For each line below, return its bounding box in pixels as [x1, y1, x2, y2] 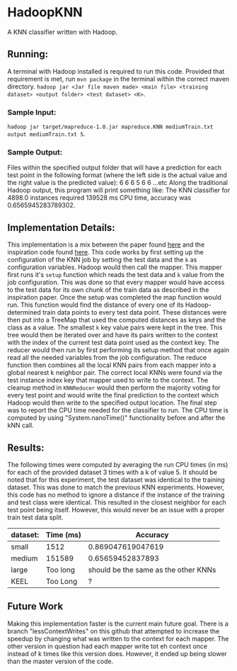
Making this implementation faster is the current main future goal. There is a [7, 619, 229, 628]
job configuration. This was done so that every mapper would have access [7, 278, 225, 287]
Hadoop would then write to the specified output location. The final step [7, 398, 217, 407]
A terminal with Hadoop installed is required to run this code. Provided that [7, 67, 225, 75]
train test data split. [7, 513, 64, 521]
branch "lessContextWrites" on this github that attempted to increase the [7, 626, 220, 635]
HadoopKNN [7, 4, 83, 21]
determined [7, 308, 41, 317]
